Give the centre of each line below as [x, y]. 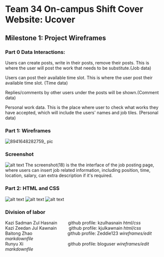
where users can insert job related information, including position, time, [78, 170]
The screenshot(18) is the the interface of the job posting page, [90, 165]
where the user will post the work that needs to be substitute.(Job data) [78, 68]
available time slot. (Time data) [37, 83]
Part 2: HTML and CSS [32, 188]
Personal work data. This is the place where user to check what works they [82, 107]
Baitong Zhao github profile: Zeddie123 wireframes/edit [79, 233]
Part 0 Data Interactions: [35, 52]
